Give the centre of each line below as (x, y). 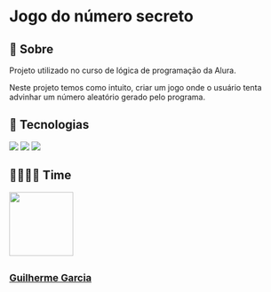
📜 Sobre (32, 49)
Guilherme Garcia (50, 278)
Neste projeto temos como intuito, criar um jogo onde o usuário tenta (135, 87)
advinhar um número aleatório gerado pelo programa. (108, 97)
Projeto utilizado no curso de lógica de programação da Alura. (123, 70)
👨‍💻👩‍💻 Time (40, 175)
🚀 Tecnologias (49, 125)
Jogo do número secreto (101, 16)
